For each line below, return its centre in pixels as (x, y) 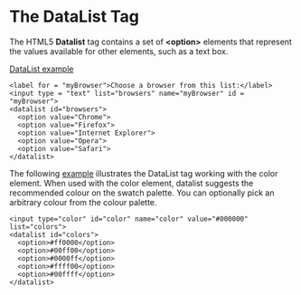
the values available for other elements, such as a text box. (119, 51)
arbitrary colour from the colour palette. (83, 202)
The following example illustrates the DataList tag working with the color (144, 173)
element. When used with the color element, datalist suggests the (132, 183)
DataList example (42, 69)
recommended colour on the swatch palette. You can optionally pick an (142, 193)
